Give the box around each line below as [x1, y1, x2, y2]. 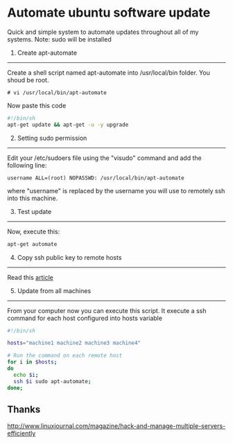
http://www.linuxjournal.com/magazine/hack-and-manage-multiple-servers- [7, 422, 226, 430]
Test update [17, 207, 52, 215]
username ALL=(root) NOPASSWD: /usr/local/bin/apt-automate [7, 175, 185, 181]
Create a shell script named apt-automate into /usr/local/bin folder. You [7, 68, 210, 77]
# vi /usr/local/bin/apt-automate [7, 89, 107, 96]
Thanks [7, 403, 41, 415]
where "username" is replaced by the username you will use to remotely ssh [7, 186, 225, 195]
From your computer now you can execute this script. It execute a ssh [7, 306, 207, 314]
